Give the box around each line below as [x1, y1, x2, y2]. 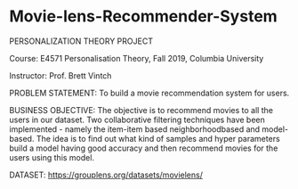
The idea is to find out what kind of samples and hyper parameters [36, 133, 280, 144]
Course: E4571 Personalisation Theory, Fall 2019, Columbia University [9, 53, 264, 63]
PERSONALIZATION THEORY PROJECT [9, 36, 154, 46]
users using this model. [9, 152, 95, 162]
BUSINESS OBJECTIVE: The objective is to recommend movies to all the [9, 104, 274, 115]
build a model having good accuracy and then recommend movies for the [9, 143, 278, 153]
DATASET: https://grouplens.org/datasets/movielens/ [9, 169, 203, 180]
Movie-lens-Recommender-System [9, 6, 278, 27]
